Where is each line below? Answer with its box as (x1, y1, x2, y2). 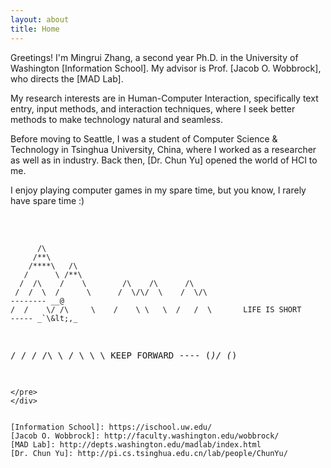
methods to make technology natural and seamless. (10, 113, 223, 125)
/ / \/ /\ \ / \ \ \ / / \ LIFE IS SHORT (10, 304, 302, 315)
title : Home (10, 24, 60, 34)
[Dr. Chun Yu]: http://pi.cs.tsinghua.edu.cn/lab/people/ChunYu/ (10, 448, 288, 458)
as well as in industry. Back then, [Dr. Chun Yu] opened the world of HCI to (10, 154, 318, 166)
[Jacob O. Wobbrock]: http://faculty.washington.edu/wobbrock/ (10, 431, 280, 441)
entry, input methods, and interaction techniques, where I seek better (10, 102, 296, 115)
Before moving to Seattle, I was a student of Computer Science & (10, 132, 278, 145)
